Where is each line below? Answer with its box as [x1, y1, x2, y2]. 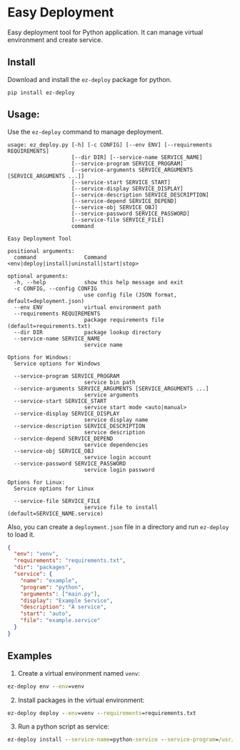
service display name [84, 416, 149, 424]
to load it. [7, 530, 36, 539]
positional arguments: [7, 247, 75, 254]
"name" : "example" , [20, 576, 79, 584]
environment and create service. [7, 35, 104, 44]
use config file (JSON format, [84, 291, 177, 299]
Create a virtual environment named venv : [17, 669, 141, 677]
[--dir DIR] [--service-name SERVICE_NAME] [71, 154, 203, 161]
